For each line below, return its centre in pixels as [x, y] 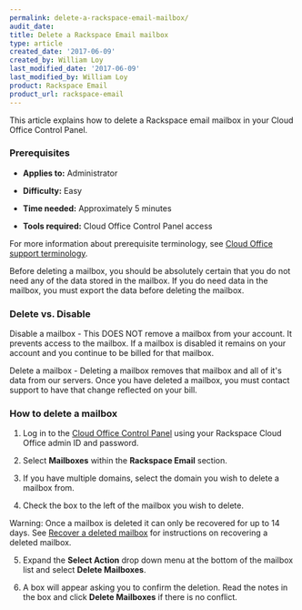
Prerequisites [40, 153]
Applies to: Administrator [70, 173]
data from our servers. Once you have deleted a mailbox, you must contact [150, 381]
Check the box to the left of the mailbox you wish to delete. [133, 505]
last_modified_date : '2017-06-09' [75, 69]
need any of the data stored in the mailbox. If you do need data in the [139, 280]
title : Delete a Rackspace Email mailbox [89, 35]
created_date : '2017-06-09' [63, 52]
